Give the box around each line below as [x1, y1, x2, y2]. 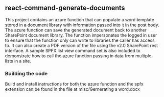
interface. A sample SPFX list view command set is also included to [5, 48, 141, 53]
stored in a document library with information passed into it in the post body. [5, 22, 159, 28]
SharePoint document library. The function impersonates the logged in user [5, 32, 157, 38]
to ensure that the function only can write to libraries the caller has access [5, 37, 155, 43]
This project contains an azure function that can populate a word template [5, 16, 154, 22]
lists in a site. [5, 58, 31, 64]
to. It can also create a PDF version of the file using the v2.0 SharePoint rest [5, 42, 158, 48]
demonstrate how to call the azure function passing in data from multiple [5, 53, 152, 59]
